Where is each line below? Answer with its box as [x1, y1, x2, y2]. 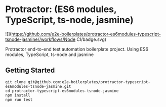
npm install [5, 92, 30, 98]
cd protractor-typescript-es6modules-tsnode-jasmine [5, 88, 119, 93]
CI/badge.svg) [76, 36, 107, 42]
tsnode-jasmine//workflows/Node [5, 36, 76, 42]
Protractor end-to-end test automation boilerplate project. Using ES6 [5, 46, 148, 52]
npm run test [5, 97, 33, 102]
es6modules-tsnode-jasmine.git [5, 84, 71, 89]
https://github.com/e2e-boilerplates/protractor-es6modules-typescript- [11, 31, 161, 37]
